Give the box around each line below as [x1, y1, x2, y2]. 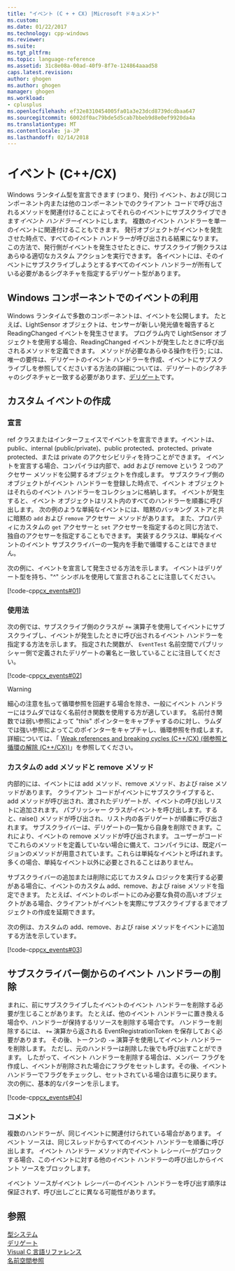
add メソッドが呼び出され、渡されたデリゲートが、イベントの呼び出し [7, 797, 210, 805]
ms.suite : [7, 43, 36, 50]
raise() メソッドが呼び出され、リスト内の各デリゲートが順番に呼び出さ [19, 814, 224, 823]
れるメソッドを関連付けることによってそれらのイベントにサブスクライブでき [7, 208, 227, 217]
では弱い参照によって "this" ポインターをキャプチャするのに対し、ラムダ [13, 716, 222, 725]
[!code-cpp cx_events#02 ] [7, 671, 83, 679]
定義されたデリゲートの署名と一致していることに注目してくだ [37, 648, 215, 657]
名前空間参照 [7, 1256, 44, 1265]
